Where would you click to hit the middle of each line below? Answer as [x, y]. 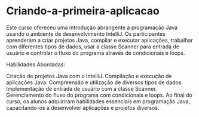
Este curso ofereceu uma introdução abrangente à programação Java [92, 27]
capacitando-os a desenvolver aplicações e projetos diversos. [83, 107]
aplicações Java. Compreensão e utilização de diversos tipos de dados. [95, 82]
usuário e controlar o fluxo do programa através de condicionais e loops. [96, 53]
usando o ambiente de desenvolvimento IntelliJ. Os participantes [86, 33]
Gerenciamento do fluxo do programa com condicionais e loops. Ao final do [99, 95]
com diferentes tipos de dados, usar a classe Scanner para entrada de [93, 47]
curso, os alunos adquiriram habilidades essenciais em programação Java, [98, 101]
